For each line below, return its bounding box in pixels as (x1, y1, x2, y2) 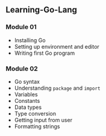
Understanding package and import (14, 84, 101, 91)
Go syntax (14, 78, 40, 85)
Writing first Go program (14, 49, 75, 57)
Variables (14, 90, 38, 98)
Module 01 (5, 23, 37, 31)
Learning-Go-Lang (5, 5, 78, 15)
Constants (14, 97, 40, 104)
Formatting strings (14, 123, 60, 130)
